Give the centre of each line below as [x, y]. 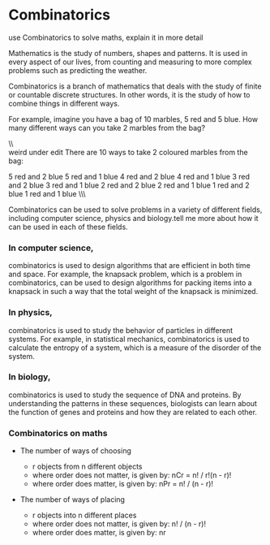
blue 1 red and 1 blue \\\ [47, 193]
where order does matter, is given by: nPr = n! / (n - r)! [122, 484]
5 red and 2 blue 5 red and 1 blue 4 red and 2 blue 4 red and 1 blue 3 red [129, 176]
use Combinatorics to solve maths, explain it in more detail [106, 37]
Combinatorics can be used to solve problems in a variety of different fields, [135, 210]
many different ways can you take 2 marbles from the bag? [107, 128]
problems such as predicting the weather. [78, 70]
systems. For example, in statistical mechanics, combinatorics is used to [129, 339]
